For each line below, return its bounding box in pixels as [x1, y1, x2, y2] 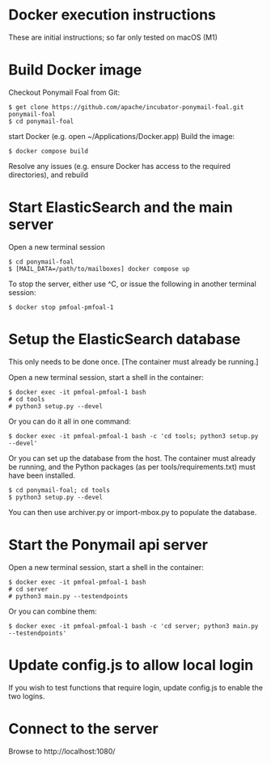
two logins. [8, 691, 45, 701]
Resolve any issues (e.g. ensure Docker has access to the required [8, 161, 231, 171]
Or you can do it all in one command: [8, 416, 131, 426]
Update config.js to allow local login [8, 656, 254, 674]
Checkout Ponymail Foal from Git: [8, 87, 120, 97]
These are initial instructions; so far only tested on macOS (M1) [8, 32, 218, 42]
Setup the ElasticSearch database [8, 330, 241, 348]
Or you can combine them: [8, 606, 97, 616]
